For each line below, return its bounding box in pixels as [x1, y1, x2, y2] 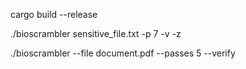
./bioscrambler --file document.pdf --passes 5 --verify [10, 47, 236, 59]
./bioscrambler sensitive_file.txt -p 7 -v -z [10, 28, 182, 39]
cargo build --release [10, 9, 98, 20]
